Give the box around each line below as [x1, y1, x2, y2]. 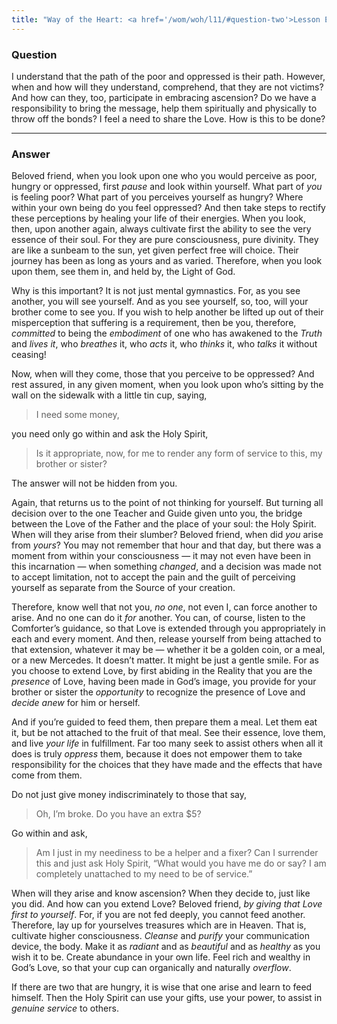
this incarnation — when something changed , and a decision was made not [11, 561, 322, 573]
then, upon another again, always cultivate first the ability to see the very [11, 223, 312, 235]
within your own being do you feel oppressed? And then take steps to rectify [11, 202, 326, 214]
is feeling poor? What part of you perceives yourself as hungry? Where [11, 191, 304, 203]
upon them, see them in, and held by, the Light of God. [11, 266, 236, 278]
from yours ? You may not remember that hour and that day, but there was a [11, 539, 322, 551]
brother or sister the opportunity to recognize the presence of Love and [11, 686, 306, 698]
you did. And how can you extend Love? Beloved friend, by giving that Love [11, 898, 323, 910]
